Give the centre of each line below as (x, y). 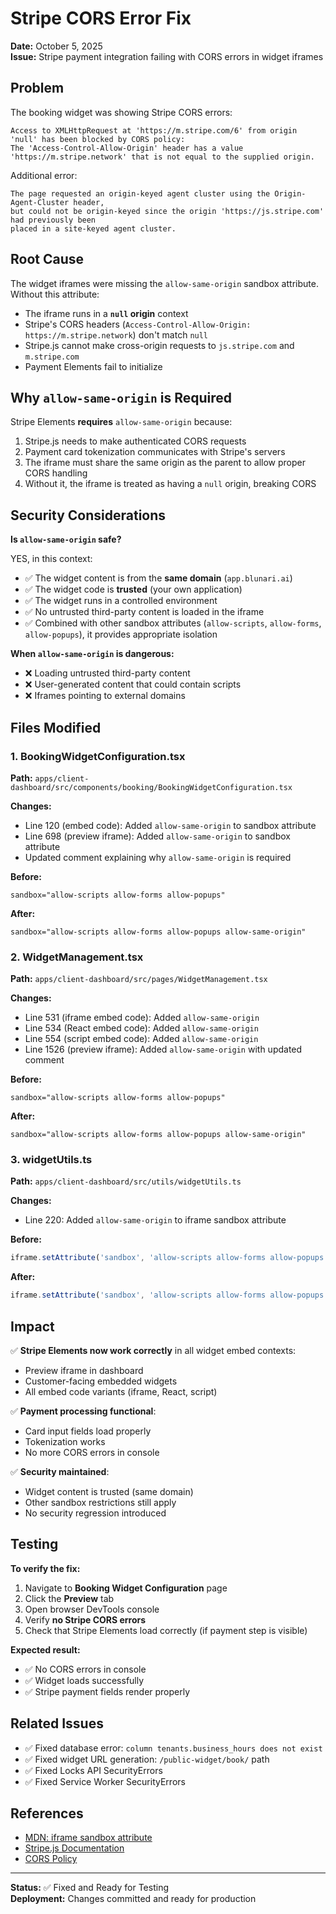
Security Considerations (88, 515)
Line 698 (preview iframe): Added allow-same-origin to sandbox (157, 836)
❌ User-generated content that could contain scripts (133, 684)
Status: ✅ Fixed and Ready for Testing (89, 1888)
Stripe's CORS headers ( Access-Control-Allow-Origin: (138, 324)
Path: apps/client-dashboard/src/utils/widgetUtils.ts (126, 1181)
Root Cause (47, 259)
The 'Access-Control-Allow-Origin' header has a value (127, 148)
